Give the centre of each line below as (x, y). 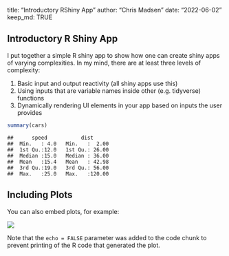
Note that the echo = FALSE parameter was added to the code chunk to (107, 237)
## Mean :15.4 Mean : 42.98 (58, 162)
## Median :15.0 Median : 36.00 (58, 156)
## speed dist (51, 138)
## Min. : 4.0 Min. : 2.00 (58, 144)
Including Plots (40, 195)
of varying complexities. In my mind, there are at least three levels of (104, 63)
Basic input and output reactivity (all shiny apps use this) (97, 83)
